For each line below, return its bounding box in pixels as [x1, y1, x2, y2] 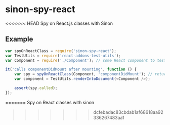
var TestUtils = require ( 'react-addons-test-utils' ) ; [5, 53, 121, 58]
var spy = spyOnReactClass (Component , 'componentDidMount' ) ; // [14, 72, 153, 77]
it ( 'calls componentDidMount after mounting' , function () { [5, 67, 137, 72]
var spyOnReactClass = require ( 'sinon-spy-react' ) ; [5, 48, 116, 54]
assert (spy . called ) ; [14, 86, 58, 91]
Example [5, 35, 33, 44]
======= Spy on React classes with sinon [5, 99, 95, 105]
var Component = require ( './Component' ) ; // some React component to [5, 58, 155, 63]
